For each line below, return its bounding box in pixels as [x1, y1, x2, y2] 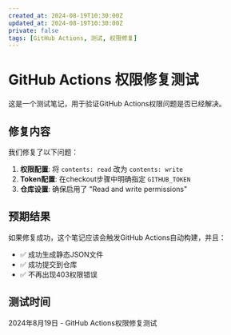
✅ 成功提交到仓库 [19, 259, 78, 269]
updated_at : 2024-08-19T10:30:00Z [8, 19, 124, 27]
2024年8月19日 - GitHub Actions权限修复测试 [8, 317, 157, 328]
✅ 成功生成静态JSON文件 [19, 249, 104, 259]
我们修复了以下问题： [8, 147, 78, 157]
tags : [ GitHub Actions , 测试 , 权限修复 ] [8, 34, 137, 42]
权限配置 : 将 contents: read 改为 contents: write [19, 165, 184, 173]
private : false [8, 26, 59, 34]
